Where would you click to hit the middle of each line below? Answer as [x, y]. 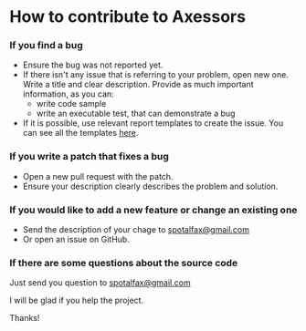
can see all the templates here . [80, 133]
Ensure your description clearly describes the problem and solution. [150, 186]
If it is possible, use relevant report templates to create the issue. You [153, 123]
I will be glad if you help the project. [77, 300]
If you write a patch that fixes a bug [89, 157]
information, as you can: [68, 94]
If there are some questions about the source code [124, 263]
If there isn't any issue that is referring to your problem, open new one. [156, 75]
